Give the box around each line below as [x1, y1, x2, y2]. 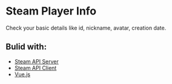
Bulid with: [5, 42, 47, 52]
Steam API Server [14, 57, 59, 65]
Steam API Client [14, 64, 57, 71]
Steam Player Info [5, 4, 97, 18]
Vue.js [14, 71, 31, 78]
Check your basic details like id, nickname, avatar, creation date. [5, 24, 167, 31]
